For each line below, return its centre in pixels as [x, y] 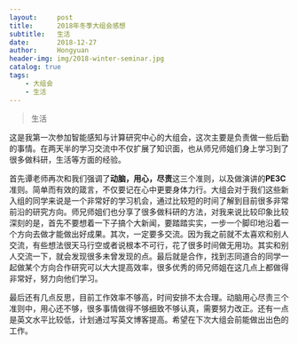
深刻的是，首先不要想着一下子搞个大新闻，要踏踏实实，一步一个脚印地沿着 [145, 222]
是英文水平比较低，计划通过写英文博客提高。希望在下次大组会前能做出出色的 [149, 319]
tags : [19, 76]
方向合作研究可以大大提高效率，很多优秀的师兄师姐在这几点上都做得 [164, 267]
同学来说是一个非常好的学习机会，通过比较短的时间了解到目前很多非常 [161, 200]
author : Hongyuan [49, 51]
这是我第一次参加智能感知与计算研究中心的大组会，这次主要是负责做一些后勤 [149, 137]
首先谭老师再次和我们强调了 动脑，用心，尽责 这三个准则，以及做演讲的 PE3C [148, 178]
